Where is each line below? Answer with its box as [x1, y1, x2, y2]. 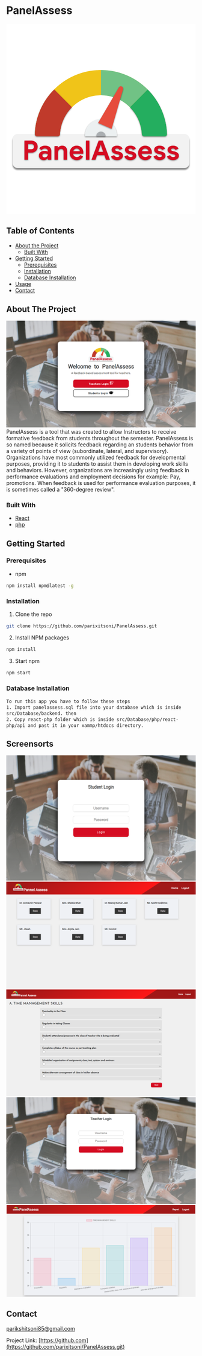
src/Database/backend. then [6, 710, 77, 717]
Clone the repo [14, 610, 52, 618]
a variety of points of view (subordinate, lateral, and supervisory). [6, 447, 168, 454]
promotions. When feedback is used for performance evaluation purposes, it [6, 479, 196, 486]
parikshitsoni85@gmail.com [6, 1325, 75, 1332]
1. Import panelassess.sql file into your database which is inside [6, 704, 182, 711]
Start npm [14, 657, 40, 664]
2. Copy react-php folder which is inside [6, 716, 114, 723]
